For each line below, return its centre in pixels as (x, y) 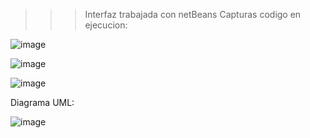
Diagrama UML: (42, 102)
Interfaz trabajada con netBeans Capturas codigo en (193, 14)
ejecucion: (106, 25)
